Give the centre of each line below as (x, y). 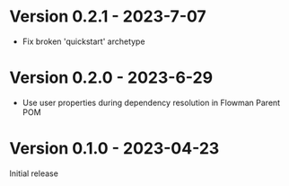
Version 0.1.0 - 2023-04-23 (114, 149)
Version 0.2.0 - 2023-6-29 (111, 78)
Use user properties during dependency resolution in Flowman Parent (151, 102)
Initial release (34, 173)
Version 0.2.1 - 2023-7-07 (108, 17)
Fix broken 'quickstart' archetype (83, 41)
